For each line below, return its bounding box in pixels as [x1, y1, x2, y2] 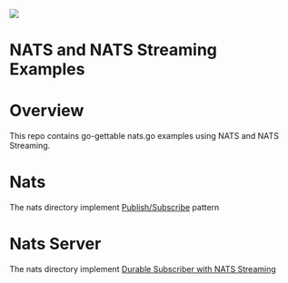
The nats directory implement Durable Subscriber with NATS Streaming [9, 264, 277, 274]
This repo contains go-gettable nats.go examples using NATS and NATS [9, 131, 280, 141]
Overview [9, 101, 84, 122]
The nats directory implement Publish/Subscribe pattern [9, 202, 220, 213]
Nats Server [9, 234, 102, 254]
